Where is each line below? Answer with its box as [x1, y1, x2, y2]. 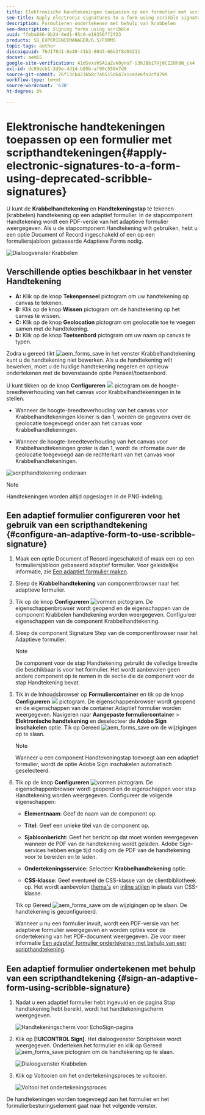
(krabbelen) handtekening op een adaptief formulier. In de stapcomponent [6, 211, 193, 218]
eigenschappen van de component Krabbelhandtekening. [15, 617, 160, 625]
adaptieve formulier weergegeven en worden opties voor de [15, 927, 167, 934]
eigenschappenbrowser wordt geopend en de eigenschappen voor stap [15, 785, 196, 793]
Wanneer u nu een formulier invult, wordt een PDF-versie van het [15, 920, 179, 927]
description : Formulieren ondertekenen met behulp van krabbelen [6, 20, 176, 26]
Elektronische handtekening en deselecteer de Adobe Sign [15, 717, 167, 725]
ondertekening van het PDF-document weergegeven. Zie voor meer [15, 933, 186, 940]
